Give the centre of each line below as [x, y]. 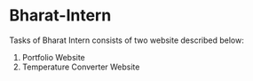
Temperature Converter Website [81, 67]
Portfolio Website [54, 57]
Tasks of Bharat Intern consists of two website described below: [126, 40]
